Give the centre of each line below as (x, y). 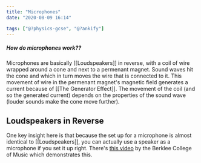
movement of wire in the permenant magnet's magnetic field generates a (97, 82)
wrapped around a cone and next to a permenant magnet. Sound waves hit (100, 70)
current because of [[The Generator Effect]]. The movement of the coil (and (101, 89)
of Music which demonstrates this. (49, 155)
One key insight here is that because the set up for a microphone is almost (99, 135)
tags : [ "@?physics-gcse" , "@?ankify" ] (55, 28)
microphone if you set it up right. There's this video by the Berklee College (99, 148)
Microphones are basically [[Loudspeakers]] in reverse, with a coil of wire (98, 63)
